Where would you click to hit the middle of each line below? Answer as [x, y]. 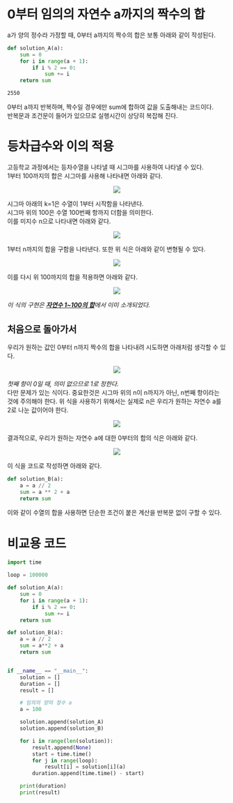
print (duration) [43, 786]
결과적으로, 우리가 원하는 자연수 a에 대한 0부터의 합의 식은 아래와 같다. [103, 437]
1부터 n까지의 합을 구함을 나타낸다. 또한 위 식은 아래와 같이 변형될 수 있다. [106, 249]
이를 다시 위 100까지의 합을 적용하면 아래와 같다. [72, 277]
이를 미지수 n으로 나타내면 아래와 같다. [59, 221]
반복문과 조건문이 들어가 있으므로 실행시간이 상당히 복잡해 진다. [93, 116]
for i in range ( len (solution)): [66, 741]
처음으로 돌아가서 [42, 329]
